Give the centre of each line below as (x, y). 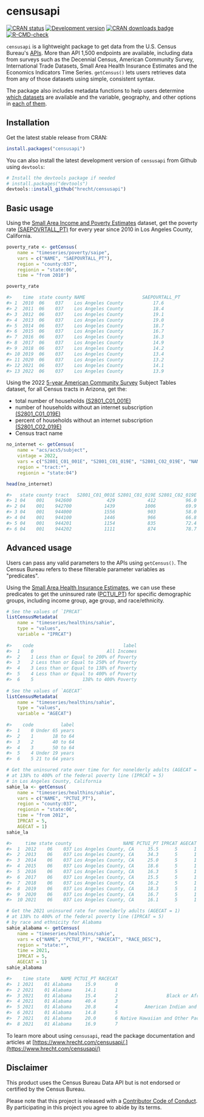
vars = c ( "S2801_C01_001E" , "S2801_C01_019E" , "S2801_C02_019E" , (102, 462)
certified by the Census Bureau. (46, 1089)
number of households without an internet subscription (84, 407)
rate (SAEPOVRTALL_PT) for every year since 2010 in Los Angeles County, (100, 229)
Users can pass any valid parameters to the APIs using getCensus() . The (97, 563)
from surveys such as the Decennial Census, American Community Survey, (100, 59)
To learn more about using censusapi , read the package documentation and (101, 1035)
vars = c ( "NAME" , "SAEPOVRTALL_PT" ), (65, 258)
